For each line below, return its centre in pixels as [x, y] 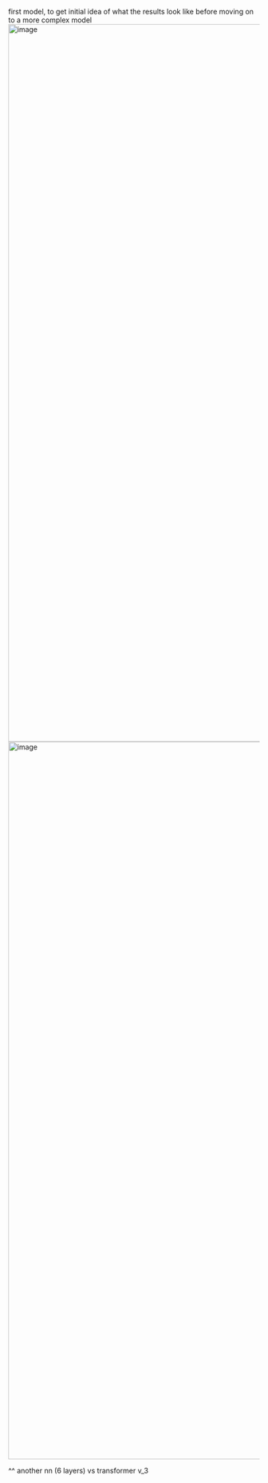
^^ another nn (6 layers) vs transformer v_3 [79, 1471]
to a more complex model [50, 20]
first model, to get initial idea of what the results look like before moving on [131, 12]
